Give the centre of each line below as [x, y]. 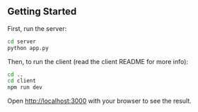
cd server [22, 42]
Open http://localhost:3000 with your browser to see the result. [100, 101]
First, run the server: [37, 28]
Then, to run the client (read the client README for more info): [98, 61]
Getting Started [42, 12]
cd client [22, 81]
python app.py [28, 48]
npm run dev [25, 87]
